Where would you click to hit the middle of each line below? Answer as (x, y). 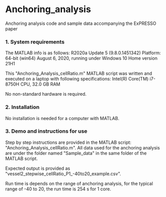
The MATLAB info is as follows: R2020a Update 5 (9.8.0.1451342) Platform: (83, 53)
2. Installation (22, 107)
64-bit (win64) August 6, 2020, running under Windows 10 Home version (81, 58)
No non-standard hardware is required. (46, 94)
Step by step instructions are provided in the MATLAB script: (68, 142)
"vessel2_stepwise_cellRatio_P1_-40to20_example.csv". (63, 174)
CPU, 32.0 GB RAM (40, 84)
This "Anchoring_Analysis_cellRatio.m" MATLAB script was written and (79, 73)
